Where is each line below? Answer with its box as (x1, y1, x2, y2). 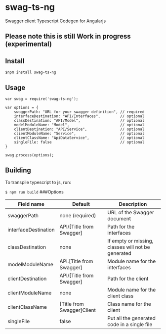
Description (119, 200, 147, 207)
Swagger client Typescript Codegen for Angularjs (5, 18, 106, 24)
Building (5, 166, 31, 175)
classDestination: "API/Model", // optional (14, 118, 145, 123)
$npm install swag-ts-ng (5, 70, 56, 75)
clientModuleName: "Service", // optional (14, 131, 145, 136)
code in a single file (107, 321, 153, 328)
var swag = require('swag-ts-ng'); (5, 96, 79, 101)
